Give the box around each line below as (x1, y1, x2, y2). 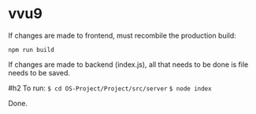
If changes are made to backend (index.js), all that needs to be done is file (8, 60, 249, 69)
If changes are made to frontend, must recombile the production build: (8, 31, 236, 40)
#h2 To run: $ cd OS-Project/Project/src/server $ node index (8, 83, 212, 93)
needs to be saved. (8, 68, 71, 77)
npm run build (8, 46, 55, 53)
